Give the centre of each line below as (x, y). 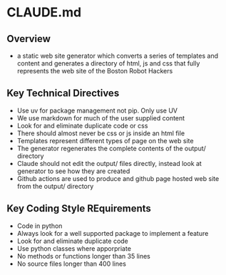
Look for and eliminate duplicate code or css (82, 125)
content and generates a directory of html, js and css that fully (108, 63)
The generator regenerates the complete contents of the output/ (111, 148)
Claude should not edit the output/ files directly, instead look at (109, 163)
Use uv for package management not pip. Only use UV (97, 110)
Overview (29, 39)
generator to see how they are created (73, 171)
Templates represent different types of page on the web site (105, 140)
